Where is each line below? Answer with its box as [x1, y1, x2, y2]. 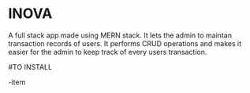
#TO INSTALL [8, 62, 53, 71]
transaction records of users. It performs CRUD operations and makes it [8, 38, 242, 48]
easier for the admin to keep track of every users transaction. [8, 47, 207, 56]
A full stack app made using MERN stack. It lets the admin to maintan [8, 30, 233, 40]
